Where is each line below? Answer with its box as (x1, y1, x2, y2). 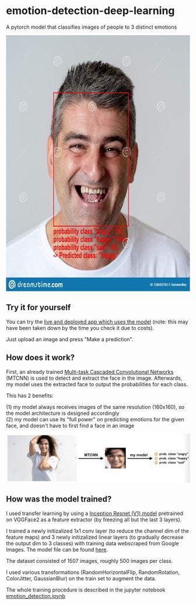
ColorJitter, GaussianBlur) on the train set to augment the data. (6, 575, 156, 582)
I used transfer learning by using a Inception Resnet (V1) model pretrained (6, 510, 184, 517)
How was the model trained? (6, 494, 112, 504)
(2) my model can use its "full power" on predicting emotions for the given (6, 415, 185, 422)
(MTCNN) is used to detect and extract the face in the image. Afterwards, (6, 374, 183, 381)
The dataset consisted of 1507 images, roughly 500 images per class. (6, 557, 173, 564)
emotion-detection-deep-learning (6, 4, 175, 18)
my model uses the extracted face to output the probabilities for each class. (6, 380, 188, 387)
